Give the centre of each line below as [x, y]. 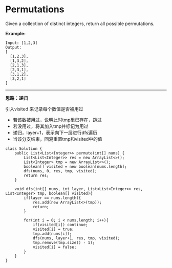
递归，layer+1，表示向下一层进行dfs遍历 [55, 132]
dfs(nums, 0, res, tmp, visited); [60, 171]
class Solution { [24, 149]
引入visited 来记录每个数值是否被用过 [44, 109]
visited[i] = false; [55, 247]
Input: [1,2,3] [21, 43]
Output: [14, 47]
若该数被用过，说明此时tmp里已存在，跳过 [57, 120]
